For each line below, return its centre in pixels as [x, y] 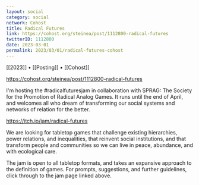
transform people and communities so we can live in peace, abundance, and [100, 145]
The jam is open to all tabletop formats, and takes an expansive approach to [99, 163]
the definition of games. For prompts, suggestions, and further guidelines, [97, 169]
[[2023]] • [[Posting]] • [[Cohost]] [48, 67]
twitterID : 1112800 [30, 39]
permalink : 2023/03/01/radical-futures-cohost [65, 51]
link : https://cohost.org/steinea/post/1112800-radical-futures [87, 34]
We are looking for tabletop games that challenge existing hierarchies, [92, 132]
